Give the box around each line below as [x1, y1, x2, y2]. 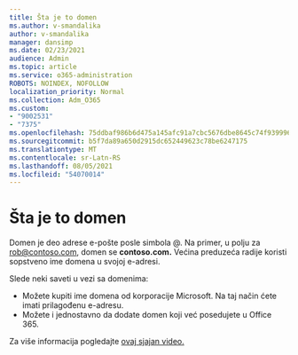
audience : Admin [9, 54, 69, 63]
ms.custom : [9, 104, 50, 113]
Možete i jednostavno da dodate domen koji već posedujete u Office [21, 310, 272, 320]
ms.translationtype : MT [9, 145, 98, 154]
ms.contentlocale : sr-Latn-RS [9, 153, 122, 162]
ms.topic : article [9, 63, 77, 72]
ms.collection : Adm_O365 [9, 95, 101, 105]
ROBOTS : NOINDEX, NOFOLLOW [9, 79, 109, 88]
